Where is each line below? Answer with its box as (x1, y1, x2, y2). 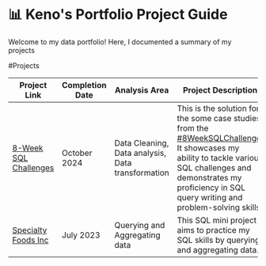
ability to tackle (177, 152, 234, 163)
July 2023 (62, 230, 101, 241)
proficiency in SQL (177, 182, 246, 193)
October (62, 147, 93, 158)
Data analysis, (114, 147, 166, 158)
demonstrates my (177, 172, 242, 183)
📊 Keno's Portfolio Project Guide (8, 6, 228, 24)
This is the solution (177, 103, 247, 114)
